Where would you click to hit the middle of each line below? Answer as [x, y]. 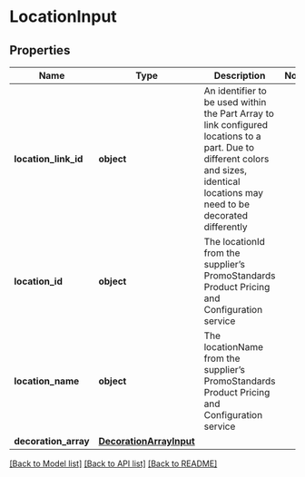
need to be [226, 204]
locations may [234, 193]
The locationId [235, 242]
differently [226, 227]
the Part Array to [239, 113]
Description [240, 76]
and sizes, [226, 170]
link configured [236, 125]
